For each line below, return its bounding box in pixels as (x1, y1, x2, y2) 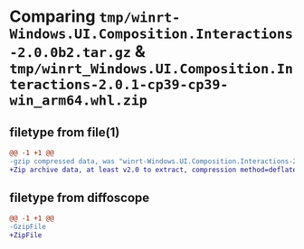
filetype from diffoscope (9, 190, 150, 206)
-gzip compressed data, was (9, 156, 116, 166)
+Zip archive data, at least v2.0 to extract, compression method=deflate (9, 165, 298, 174)
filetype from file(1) (9, 124, 120, 140)
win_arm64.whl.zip (9, 92, 147, 109)
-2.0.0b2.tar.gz (9, 44, 131, 61)
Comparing (9, 6, 96, 27)
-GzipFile (9, 223, 47, 232)
